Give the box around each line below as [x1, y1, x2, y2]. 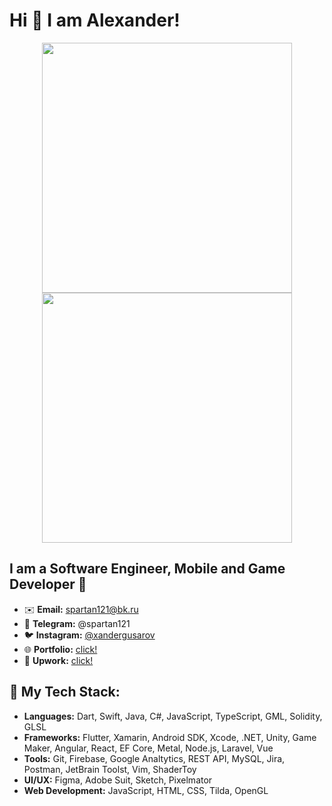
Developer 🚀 [9, 576, 87, 593]
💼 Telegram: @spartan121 [23, 617, 131, 629]
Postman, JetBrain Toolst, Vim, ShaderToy [23, 763, 197, 775]
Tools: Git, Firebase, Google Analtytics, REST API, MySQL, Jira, [23, 752, 286, 764]
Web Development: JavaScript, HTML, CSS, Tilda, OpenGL [23, 784, 269, 796]
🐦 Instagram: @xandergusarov [23, 629, 156, 641]
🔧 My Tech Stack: [9, 684, 121, 701]
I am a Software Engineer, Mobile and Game [9, 560, 286, 578]
